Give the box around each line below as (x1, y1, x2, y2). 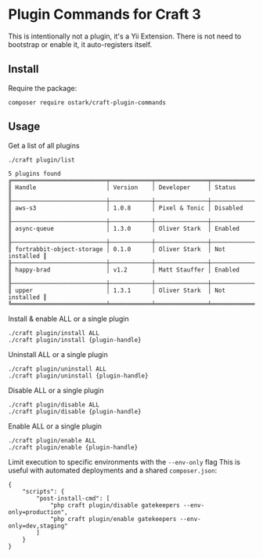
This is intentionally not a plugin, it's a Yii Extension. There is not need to (8, 31, 242, 41)
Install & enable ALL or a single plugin (8, 314, 129, 323)
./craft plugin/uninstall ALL (8, 365, 107, 373)
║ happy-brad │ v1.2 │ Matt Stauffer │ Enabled (8, 265, 240, 274)
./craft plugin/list (8, 155, 76, 164)
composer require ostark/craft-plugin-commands (8, 98, 167, 107)
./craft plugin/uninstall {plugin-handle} (8, 371, 149, 380)
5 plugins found (8, 170, 61, 177)
